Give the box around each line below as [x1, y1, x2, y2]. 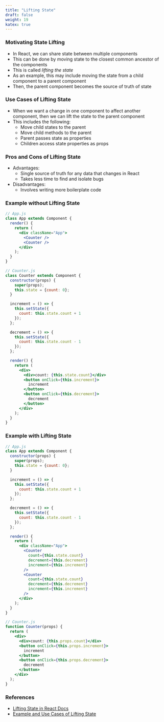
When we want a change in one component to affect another [12, 107, 141, 113]
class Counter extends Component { [5, 273, 81, 278]
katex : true [5, 22, 31, 27]
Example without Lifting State [5, 200, 80, 207]
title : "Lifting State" [5, 7, 56, 13]
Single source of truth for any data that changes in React [20, 170, 139, 177]
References [5, 694, 35, 701]
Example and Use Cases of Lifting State [12, 711, 96, 717]
